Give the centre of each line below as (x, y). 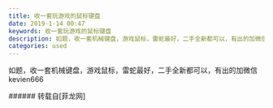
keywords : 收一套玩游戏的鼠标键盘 (60, 31)
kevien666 (26, 80)
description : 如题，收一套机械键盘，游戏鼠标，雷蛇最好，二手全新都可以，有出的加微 (135, 39)
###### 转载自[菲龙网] (47, 96)
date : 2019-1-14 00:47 (47, 24)
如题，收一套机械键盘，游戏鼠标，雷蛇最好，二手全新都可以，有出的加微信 (133, 71)
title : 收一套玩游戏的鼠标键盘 (54, 16)
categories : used (38, 46)
